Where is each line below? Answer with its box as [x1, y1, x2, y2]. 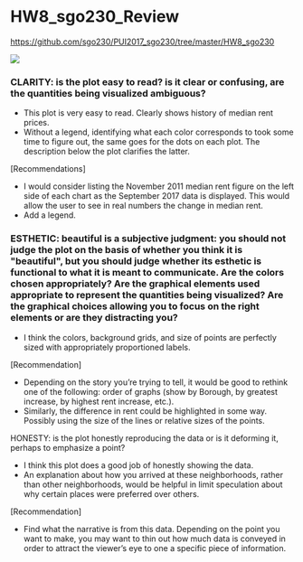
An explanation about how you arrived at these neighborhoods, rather [23, 469, 284, 480]
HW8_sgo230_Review [10, 6, 180, 27]
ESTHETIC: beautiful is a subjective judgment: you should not [10, 232, 287, 245]
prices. [23, 117, 50, 128]
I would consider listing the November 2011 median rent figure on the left [23, 181, 295, 192]
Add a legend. [23, 210, 76, 220]
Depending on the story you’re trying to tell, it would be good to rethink [23, 377, 289, 388]
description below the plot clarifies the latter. [23, 146, 191, 157]
